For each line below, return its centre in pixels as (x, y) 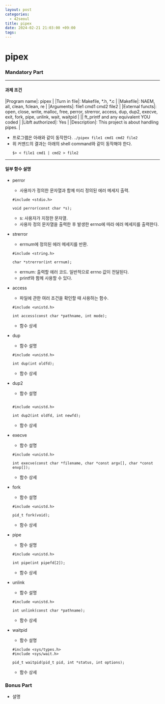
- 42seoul (19, 19)
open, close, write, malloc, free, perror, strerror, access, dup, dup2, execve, (82, 112)
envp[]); (21, 467)
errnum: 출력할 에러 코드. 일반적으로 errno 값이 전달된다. (74, 272)
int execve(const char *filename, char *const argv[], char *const (82, 463)
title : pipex (18, 23)
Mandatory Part (24, 72)
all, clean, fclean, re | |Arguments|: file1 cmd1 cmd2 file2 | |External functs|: (81, 106)
